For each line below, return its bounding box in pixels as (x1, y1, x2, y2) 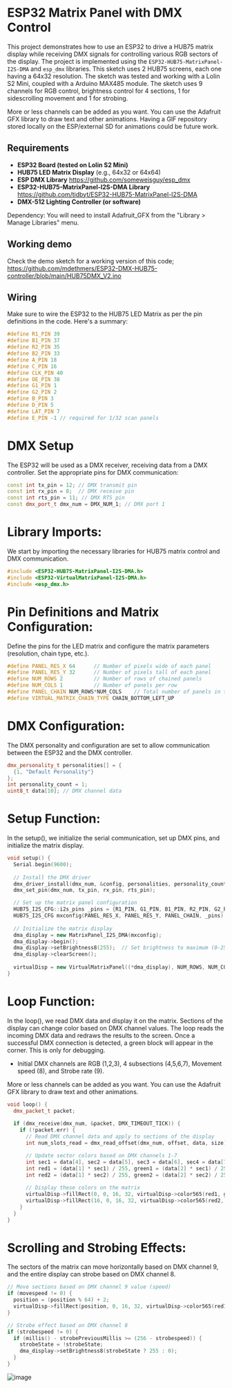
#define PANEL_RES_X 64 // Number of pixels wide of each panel (7, 662, 212, 669)
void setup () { (7, 854, 51, 862)
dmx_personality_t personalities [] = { (7, 762, 122, 768)
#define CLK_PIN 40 (7, 369, 64, 376)
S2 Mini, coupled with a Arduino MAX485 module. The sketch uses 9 (7, 79, 203, 87)
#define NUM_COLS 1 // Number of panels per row (7, 682, 177, 689)
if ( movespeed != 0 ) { (7, 1290, 72, 1297)
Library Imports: (7, 525, 102, 540)
